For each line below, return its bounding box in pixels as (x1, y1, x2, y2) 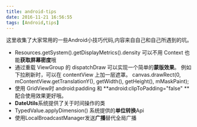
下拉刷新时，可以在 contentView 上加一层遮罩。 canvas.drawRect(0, (14, 71, 181, 79)
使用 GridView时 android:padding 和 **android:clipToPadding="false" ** (14, 85, 190, 92)
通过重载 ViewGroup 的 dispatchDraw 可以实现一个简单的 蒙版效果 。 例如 (14, 64, 192, 71)
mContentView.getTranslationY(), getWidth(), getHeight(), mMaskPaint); (14, 78, 189, 85)
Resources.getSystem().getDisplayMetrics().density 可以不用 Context (14, 49, 183, 56)
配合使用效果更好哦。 (14, 92, 67, 99)
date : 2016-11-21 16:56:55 (6, 14, 73, 20)
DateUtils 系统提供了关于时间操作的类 (14, 100, 106, 107)
